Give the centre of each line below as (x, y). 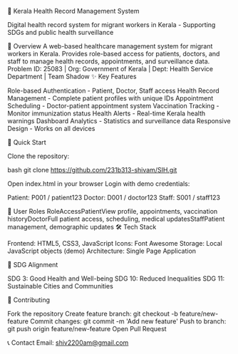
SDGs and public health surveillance (61, 32)
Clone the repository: (38, 156)
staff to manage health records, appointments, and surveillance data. (109, 61)
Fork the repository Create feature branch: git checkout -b (93, 314)
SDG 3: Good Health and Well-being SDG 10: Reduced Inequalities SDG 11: (116, 278)
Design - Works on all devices (51, 129)
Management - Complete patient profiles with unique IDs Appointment (110, 98)
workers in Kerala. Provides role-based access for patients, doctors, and (114, 54)
